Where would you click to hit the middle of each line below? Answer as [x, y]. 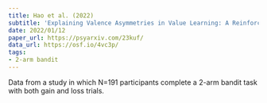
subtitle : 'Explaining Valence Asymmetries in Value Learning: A [118, 23]
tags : [17, 52]
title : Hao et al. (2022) [51, 15]
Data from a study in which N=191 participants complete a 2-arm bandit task [133, 82]
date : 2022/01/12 [37, 30]
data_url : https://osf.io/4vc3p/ [64, 45]
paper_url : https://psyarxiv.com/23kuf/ [76, 38]
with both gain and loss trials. [56, 90]
